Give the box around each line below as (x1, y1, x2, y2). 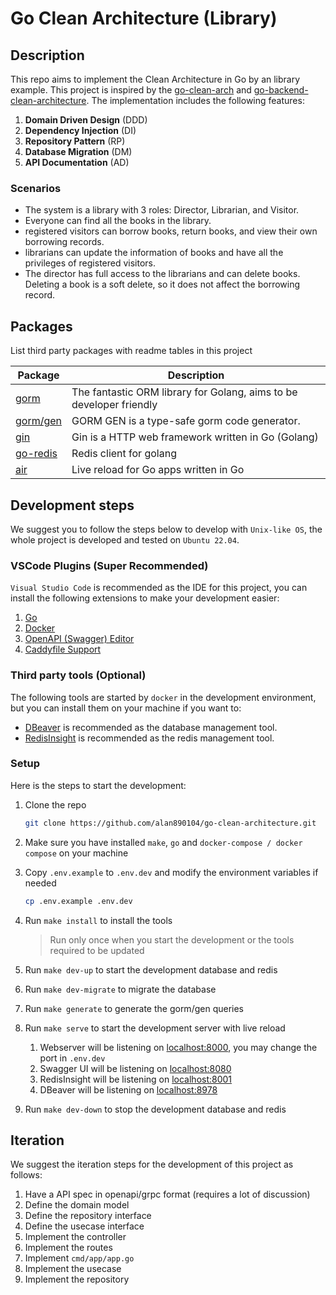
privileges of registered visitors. (24, 257, 157, 269)
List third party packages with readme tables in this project (10, 345, 253, 357)
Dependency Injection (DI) (24, 125, 137, 136)
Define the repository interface (24, 1210, 152, 1222)
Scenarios (10, 181, 62, 195)
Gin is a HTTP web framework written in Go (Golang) (71, 430, 319, 444)
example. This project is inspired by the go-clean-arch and (10, 84, 252, 96)
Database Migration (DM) (24, 146, 133, 157)
